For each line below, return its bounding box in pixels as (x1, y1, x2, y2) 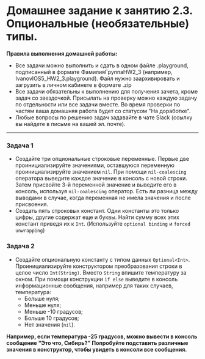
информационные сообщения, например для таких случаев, (15, 282, 174, 289)
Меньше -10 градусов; (24, 308, 84, 315)
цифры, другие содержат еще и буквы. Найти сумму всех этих (15, 213, 180, 221)
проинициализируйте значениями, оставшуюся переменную (15, 161, 175, 169)
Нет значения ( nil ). (24, 320, 75, 328)
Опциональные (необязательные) (6, 17, 189, 31)
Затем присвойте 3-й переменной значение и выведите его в (15, 181, 177, 188)
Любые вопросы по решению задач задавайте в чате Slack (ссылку (15, 114, 193, 121)
